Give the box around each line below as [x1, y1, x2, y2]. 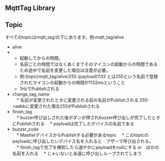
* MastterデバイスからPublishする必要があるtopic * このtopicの [16, 132, 149, 138]
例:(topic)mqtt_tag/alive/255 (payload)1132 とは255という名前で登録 [19, 74, 159, 80]
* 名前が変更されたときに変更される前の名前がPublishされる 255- [16, 97, 150, 103]
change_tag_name [12, 91, 50, 97]
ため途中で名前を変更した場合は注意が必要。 [19, 67, 111, 73]
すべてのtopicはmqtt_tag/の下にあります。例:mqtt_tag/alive [5, 34, 124, 40]
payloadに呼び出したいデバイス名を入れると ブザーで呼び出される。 [12, 138, 154, 144]
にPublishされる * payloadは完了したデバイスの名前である [12, 121, 134, 127]
